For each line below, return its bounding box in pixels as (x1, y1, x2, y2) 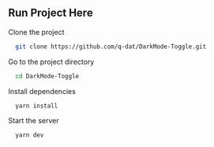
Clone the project (8, 27, 65, 36)
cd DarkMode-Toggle (15, 72, 80, 80)
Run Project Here (8, 6, 93, 20)
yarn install (15, 102, 58, 110)
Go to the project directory (8, 57, 95, 66)
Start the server (8, 116, 59, 126)
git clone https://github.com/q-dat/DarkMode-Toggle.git (15, 43, 207, 51)
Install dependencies (8, 86, 77, 96)
